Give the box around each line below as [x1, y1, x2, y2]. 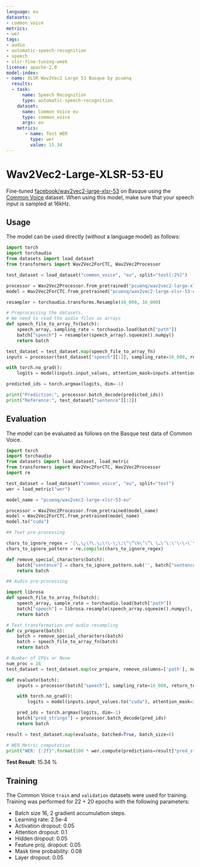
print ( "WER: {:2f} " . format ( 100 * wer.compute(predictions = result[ [6, 748, 174, 754]
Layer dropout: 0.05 [14, 854, 64, 861]
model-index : [6, 70, 39, 76]
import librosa [6, 589, 44, 596]
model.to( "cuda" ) [6, 519, 49, 525]
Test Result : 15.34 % [6, 758, 58, 766]
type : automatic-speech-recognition [21, 97, 113, 103]
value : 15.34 [30, 141, 62, 148]
